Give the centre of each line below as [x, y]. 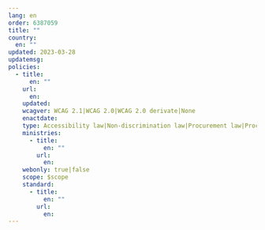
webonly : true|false [56, 170]
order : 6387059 [33, 23]
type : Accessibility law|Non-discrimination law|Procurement [125, 126]
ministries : [42, 133]
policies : [24, 67]
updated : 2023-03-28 [42, 52]
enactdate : [40, 119]
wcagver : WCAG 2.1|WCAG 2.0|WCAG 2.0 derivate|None [109, 111]
